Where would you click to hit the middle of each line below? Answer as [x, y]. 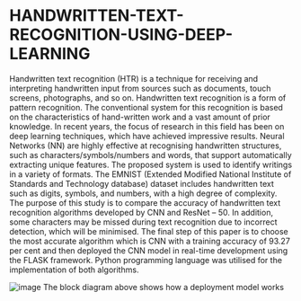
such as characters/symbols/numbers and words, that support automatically [150, 155]
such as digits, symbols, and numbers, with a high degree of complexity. [143, 193]
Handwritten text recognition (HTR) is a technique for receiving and [134, 78]
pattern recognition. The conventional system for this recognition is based [146, 107]
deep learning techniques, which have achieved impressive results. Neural [147, 136]
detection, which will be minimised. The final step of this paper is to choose [149, 231]
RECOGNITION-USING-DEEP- [121, 35]
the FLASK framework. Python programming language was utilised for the [146, 260]
